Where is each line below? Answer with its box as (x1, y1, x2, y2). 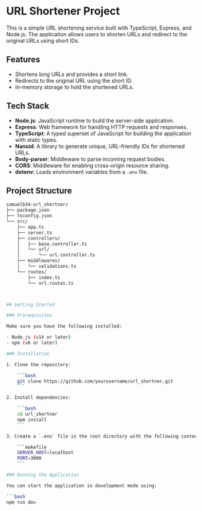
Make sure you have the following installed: (6, 323, 122, 329)
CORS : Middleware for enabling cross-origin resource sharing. (14, 162, 170, 169)
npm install (17, 416, 47, 423)
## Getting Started (6, 302, 55, 308)
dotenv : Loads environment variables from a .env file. (14, 168, 148, 176)
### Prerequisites (6, 313, 52, 319)
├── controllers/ (17, 235, 61, 241)
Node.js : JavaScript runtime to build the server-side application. (14, 116, 174, 124)
